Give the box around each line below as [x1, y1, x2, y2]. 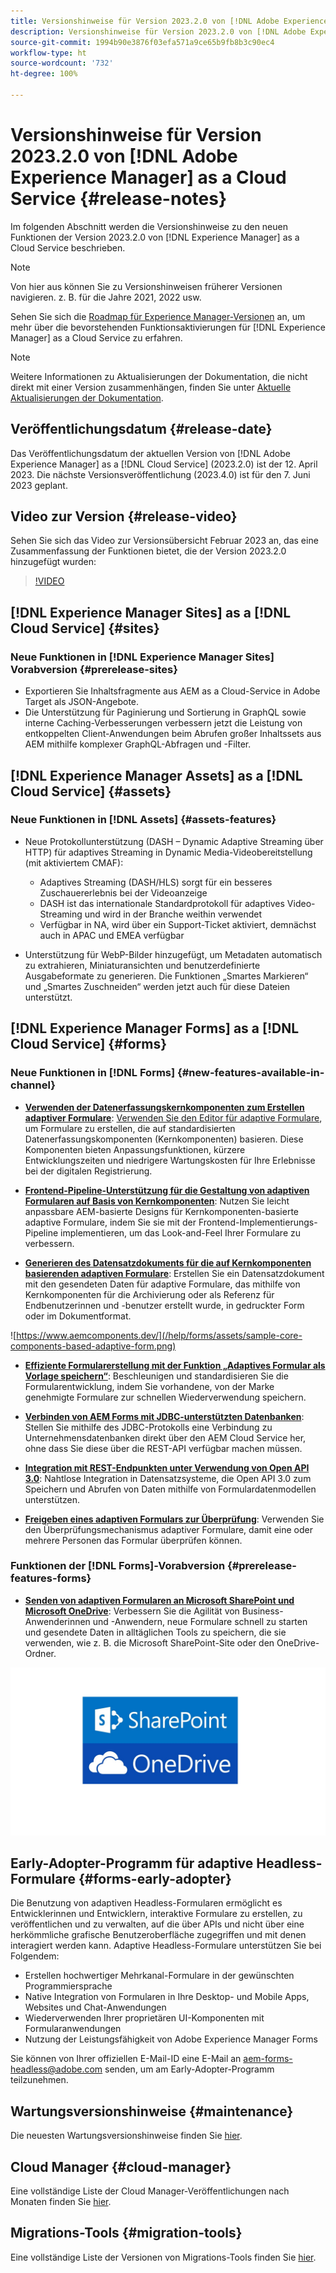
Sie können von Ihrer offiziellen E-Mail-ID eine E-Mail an [10, 2053, 242, 2065]
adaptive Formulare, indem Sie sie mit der [24, 1216, 197, 1228]
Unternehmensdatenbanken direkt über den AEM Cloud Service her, [24, 1431, 307, 1444]
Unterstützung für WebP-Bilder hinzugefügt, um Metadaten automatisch [24, 948, 323, 960]
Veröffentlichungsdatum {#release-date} [10, 421, 273, 438]
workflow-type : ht [10, 48, 87, 58]
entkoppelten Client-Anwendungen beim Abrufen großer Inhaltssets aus [24, 728, 322, 740]
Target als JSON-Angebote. [24, 696, 140, 708]
